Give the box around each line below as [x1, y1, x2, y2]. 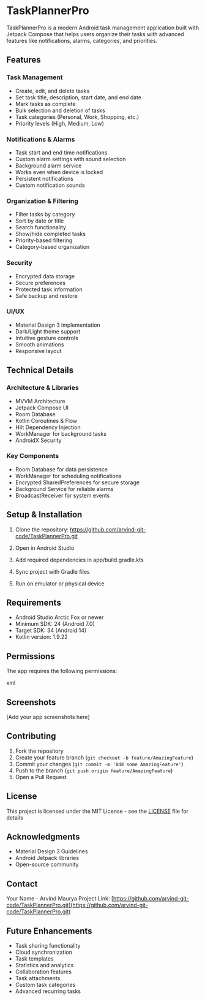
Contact [6, 878, 38, 889]
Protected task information [15, 286, 83, 293]
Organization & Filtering [6, 197, 78, 205]
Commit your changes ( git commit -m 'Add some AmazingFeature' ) [15, 760, 184, 767]
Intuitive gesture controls [15, 334, 78, 341]
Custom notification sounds [15, 181, 85, 189]
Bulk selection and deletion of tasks [15, 107, 105, 114]
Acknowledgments [6, 832, 81, 842]
